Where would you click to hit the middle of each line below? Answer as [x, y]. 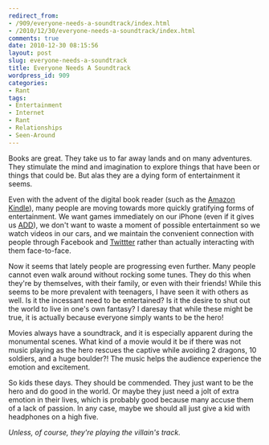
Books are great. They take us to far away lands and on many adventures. [130, 158]
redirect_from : [34, 16]
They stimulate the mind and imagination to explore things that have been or [134, 166]
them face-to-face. [40, 251]
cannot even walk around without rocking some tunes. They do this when [130, 275]
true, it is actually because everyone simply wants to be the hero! [116, 317]
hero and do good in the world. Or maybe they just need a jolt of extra [124, 391]
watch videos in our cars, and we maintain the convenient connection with [131, 233]
